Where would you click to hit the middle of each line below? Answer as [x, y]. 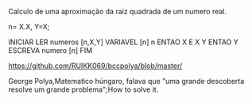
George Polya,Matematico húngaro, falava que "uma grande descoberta [126, 81]
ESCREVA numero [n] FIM [50, 50]
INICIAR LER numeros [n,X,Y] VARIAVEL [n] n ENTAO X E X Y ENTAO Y [123, 42]
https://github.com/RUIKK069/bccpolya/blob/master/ [95, 66]
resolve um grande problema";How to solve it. [83, 89]
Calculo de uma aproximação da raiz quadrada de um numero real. [117, 11]
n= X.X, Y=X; [29, 26]
